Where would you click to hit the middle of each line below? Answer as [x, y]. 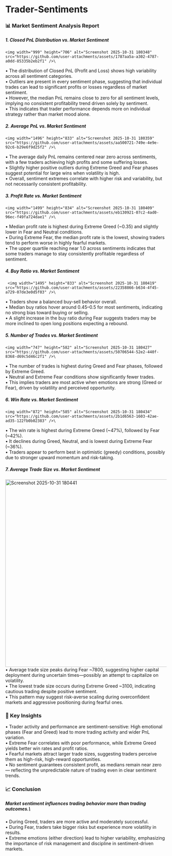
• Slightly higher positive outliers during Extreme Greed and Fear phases [82, 168]
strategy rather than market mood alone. [48, 114]
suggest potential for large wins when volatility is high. [63, 173]
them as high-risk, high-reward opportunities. [53, 759]
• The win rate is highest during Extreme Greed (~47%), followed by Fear [82, 430]
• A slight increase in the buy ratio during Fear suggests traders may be [81, 318]
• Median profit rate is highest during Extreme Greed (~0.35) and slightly [82, 227]
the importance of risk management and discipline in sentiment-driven [79, 844]
